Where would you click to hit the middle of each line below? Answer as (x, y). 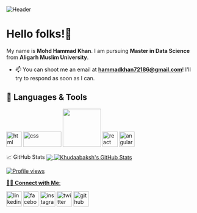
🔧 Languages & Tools (47, 97)
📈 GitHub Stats (26, 157)
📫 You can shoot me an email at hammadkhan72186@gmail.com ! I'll (103, 69)
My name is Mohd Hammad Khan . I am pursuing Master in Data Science (98, 51)
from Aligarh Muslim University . (48, 57)
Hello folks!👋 (39, 34)
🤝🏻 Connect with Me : (34, 183)
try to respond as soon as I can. (55, 78)
